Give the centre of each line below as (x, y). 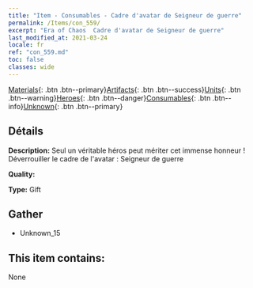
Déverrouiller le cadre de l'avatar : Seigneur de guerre (96, 158)
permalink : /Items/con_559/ (55, 23)
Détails (26, 131)
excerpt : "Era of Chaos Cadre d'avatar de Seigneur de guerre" (116, 30)
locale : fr (26, 45)
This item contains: (57, 258)
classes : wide (32, 67)
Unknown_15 (40, 233)
